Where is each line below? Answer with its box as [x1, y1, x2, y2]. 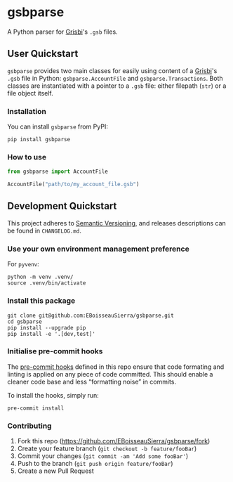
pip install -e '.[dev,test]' [7, 330, 96, 337]
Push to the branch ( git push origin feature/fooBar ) [17, 460, 173, 468]
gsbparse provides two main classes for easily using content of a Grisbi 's [7, 66, 218, 74]
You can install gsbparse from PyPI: [7, 122, 109, 131]
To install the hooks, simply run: [7, 391, 100, 399]
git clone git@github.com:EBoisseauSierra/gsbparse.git [7, 312, 174, 319]
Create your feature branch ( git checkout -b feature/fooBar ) [17, 444, 197, 453]
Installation [7, 106, 47, 116]
